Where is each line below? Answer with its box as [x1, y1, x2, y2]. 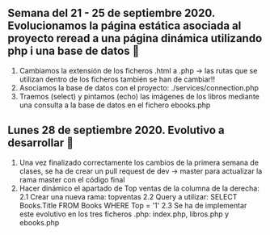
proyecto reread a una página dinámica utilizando [7, 31, 263, 45]
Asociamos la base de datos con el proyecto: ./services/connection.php [19, 82, 259, 92]
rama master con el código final [19, 174, 125, 184]
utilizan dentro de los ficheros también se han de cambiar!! [19, 74, 216, 84]
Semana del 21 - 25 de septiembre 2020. [7, 6, 216, 20]
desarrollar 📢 [7, 136, 74, 150]
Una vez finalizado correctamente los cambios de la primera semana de [19, 157, 259, 167]
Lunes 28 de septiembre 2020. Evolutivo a [7, 124, 225, 137]
